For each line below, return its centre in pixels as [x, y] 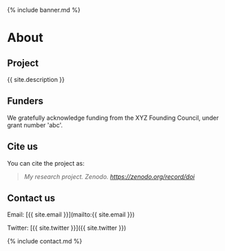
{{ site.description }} [36, 79]
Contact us [31, 198]
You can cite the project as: [46, 163]
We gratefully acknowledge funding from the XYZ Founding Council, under [113, 118]
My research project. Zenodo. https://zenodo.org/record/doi [109, 176]
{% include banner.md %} [44, 10]
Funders [25, 101]
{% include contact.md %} [45, 241]
